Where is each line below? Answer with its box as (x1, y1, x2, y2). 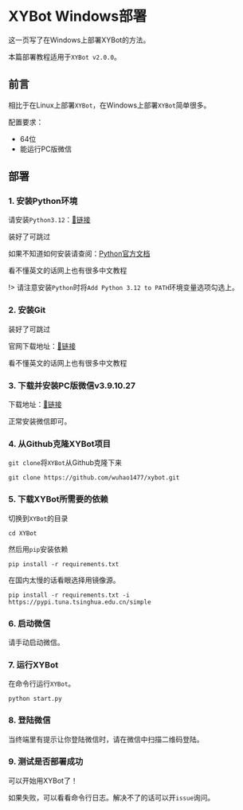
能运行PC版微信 (19, 144, 72, 154)
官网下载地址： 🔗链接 (8, 341, 76, 350)
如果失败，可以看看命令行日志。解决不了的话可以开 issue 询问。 (8, 792, 215, 802)
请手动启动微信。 (8, 637, 65, 647)
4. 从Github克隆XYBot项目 (8, 438, 112, 449)
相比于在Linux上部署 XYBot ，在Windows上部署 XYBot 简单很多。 (8, 100, 211, 110)
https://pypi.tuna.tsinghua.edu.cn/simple (8, 598, 151, 606)
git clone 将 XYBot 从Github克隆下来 (8, 458, 122, 468)
